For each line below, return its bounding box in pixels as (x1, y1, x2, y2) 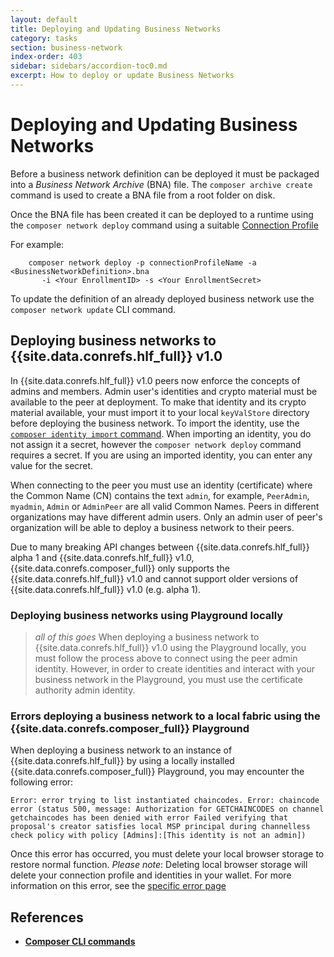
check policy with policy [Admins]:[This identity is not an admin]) (10, 831, 307, 841)
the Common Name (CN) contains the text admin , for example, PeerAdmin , (10, 489, 310, 501)
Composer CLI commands (24, 936, 136, 948)
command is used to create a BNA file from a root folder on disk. (10, 189, 276, 201)
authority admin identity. (34, 684, 136, 696)
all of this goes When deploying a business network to (34, 631, 260, 643)
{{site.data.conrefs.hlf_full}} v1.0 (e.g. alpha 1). (10, 583, 202, 595)
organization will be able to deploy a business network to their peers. (10, 521, 295, 533)
